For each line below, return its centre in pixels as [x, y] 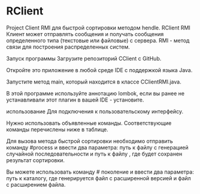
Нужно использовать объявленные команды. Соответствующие [89, 123]
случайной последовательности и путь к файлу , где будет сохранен [94, 154]
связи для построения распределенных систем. [68, 47]
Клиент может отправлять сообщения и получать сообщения [85, 34]
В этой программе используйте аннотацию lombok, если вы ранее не [95, 93]
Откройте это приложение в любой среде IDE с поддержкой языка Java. [99, 70]
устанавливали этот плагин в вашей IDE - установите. [75, 100]
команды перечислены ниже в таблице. [57, 129]
